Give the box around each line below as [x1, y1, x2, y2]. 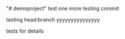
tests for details [6, 27, 44, 34]
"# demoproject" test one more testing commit [6, 5, 120, 12]
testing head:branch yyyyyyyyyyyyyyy [6, 16, 100, 23]
